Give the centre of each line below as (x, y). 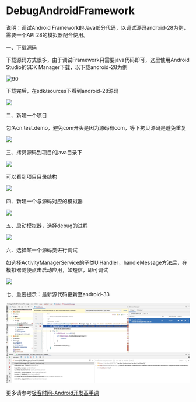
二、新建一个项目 (27, 115)
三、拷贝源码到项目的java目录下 (44, 152)
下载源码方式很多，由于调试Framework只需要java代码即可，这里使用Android (98, 60)
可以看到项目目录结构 (32, 176)
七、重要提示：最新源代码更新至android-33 (58, 294)
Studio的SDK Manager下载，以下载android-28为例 (67, 67)
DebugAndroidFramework (71, 11)
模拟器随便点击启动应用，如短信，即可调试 (57, 269)
